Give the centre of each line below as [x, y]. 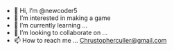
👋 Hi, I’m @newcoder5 [45, 11]
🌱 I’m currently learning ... [51, 25]
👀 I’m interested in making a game [62, 18]
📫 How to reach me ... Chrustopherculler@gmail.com [90, 40]
